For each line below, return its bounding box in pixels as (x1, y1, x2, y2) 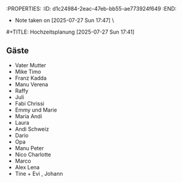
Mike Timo (14, 68, 41, 75)
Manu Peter (14, 144, 44, 152)
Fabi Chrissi (14, 100, 44, 107)
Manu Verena (14, 80, 49, 88)
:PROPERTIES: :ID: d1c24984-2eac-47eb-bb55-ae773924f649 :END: (6, 5, 177, 12)
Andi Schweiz (14, 125, 49, 133)
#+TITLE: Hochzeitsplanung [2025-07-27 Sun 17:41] (6, 28, 135, 35)
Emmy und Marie (14, 106, 57, 113)
